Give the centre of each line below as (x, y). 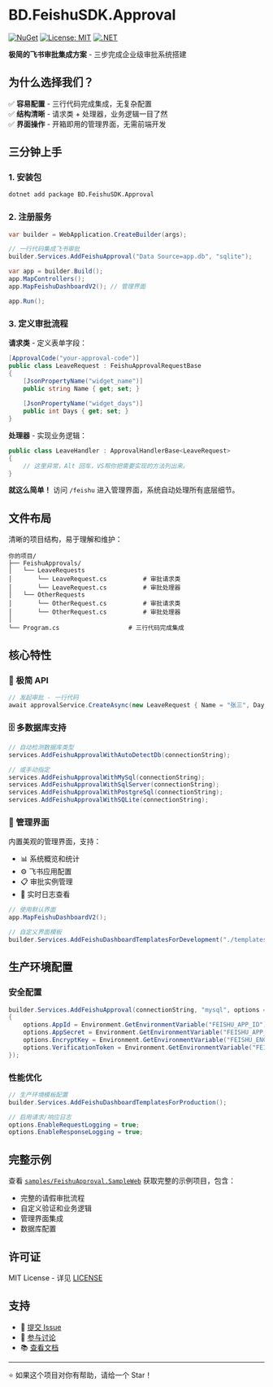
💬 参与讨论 (38, 1337)
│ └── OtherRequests (47, 595)
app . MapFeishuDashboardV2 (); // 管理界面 (77, 287)
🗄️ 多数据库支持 (37, 728)
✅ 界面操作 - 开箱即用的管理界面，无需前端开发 (87, 124)
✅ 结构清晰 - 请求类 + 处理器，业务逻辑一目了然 (88, 114)
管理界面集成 (41, 1219)
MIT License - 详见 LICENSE (56, 1278)
